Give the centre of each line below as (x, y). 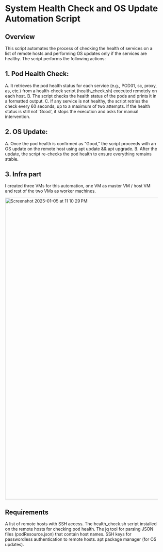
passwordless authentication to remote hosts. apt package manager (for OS (81, 539)
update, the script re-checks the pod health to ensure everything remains (78, 154)
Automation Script (43, 19)
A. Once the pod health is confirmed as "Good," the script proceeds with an (81, 143)
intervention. (18, 117)
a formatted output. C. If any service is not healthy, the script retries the (77, 101)
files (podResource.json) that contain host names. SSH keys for (68, 534)
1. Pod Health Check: (37, 74)
